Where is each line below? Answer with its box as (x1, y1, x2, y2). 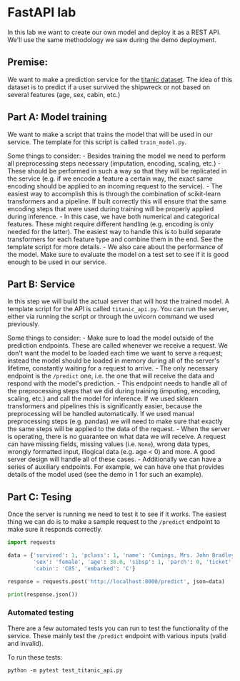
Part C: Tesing (7, 490, 72, 503)
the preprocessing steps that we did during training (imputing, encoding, (7, 387, 221, 395)
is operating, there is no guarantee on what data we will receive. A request (7, 433, 226, 441)
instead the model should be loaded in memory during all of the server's (7, 356, 220, 365)
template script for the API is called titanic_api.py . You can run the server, (7, 305, 229, 313)
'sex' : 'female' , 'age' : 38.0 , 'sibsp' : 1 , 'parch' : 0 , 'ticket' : (33, 558, 235, 565)
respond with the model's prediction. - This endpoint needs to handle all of (7, 379, 228, 388)
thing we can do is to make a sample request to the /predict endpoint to (7, 518, 220, 526)
